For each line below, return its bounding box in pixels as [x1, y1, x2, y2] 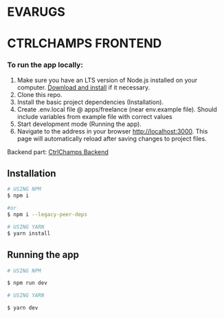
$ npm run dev [7, 279, 48, 286]
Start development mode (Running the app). [16, 120, 142, 128]
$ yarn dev [7, 304, 38, 312]
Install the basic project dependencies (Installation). [16, 98, 164, 106]
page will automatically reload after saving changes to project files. [16, 134, 208, 142]
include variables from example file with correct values [16, 112, 173, 120]
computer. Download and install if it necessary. [16, 83, 150, 92]
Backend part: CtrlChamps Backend [7, 147, 109, 156]
